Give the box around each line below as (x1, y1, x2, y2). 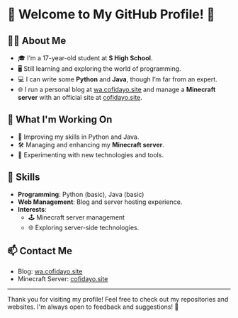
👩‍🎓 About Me (7, 35, 67, 47)
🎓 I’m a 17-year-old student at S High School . (17, 54, 153, 62)
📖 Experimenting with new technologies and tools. (17, 150, 164, 159)
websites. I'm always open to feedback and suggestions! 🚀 (7, 302, 179, 311)
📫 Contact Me (7, 245, 73, 257)
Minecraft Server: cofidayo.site (17, 275, 108, 283)
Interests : (17, 205, 47, 213)
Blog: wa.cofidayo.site (17, 267, 83, 276)
